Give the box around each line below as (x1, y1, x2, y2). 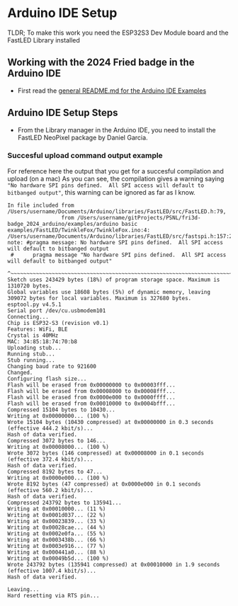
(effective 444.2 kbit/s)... (7, 425, 93, 432)
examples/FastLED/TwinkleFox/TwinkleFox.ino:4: (7, 227, 151, 234)
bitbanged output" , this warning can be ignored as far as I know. (7, 188, 196, 196)
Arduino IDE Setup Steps (7, 107, 118, 119)
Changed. (7, 369, 33, 376)
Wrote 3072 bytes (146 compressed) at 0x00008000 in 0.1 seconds (7, 450, 204, 457)
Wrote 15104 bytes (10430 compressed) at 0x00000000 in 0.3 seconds (7, 418, 214, 425)
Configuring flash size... (7, 375, 87, 382)
